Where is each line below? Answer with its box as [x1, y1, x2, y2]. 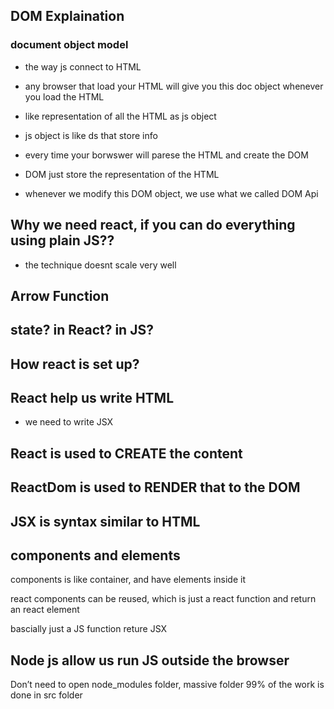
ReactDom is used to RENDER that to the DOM [10, 479, 301, 496]
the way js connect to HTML [24, 60, 142, 73]
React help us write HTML [10, 390, 175, 407]
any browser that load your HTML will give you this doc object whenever [24, 80, 324, 92]
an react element [10, 604, 80, 616]
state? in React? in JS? [10, 322, 154, 339]
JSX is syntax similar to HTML [10, 513, 201, 530]
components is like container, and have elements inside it [10, 574, 246, 586]
